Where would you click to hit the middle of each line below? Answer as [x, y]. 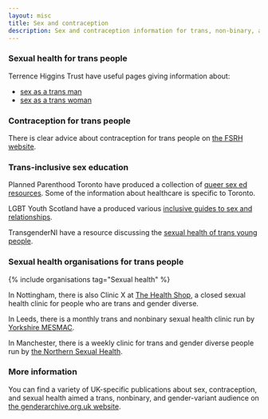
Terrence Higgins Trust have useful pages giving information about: [119, 76]
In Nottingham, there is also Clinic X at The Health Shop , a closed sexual [127, 295]
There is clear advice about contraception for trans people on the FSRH [126, 138]
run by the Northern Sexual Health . [65, 351]
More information [43, 372]
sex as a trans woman [55, 100]
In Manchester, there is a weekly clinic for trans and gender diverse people [131, 343]
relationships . [31, 217]
